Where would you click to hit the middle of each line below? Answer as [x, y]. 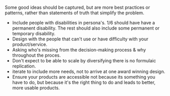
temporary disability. [34, 33]
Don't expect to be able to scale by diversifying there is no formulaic [84, 61]
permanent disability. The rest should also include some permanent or [86, 28]
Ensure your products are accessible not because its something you [84, 77]
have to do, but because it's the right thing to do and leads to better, [84, 82]
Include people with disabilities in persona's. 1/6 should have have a [83, 23]
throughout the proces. [36, 55]
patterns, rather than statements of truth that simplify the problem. [75, 13]
